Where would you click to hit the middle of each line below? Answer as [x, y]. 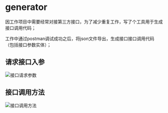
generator [26, 7]
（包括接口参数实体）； [28, 44]
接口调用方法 [25, 92]
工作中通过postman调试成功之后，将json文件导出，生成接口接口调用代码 [80, 38]
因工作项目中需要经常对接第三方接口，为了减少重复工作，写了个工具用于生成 [84, 21]
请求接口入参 [25, 62]
